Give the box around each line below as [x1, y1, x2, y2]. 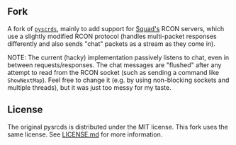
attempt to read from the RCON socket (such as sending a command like [7, 68, 220, 76]
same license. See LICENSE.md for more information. [7, 130, 163, 139]
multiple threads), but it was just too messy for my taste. [7, 83, 172, 91]
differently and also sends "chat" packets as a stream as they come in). [7, 39, 216, 48]
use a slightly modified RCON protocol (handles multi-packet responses [7, 32, 218, 40]
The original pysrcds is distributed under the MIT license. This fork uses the [7, 122, 229, 131]
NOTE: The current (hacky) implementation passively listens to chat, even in [7, 53, 229, 62]
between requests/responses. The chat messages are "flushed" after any [7, 60, 222, 69]
